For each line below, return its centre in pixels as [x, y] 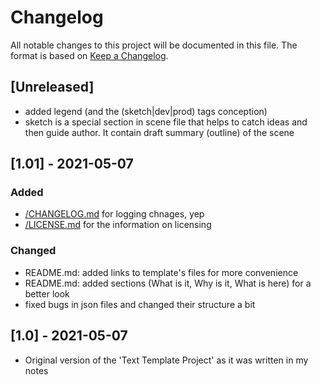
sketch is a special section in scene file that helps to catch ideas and [166, 122]
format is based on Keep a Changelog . [89, 55]
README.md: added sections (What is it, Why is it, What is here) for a [168, 283]
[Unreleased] [52, 87]
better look [47, 293]
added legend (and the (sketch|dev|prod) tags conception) [146, 111]
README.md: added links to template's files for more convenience [161, 272]
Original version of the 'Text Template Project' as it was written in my [166, 360]
